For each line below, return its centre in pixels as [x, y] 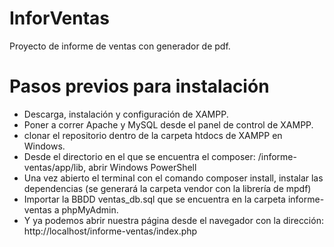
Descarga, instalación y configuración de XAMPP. [126, 114]
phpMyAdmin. [90, 209]
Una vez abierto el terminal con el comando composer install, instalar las [173, 178]
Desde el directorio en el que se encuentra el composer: [139, 156]
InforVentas [60, 18]
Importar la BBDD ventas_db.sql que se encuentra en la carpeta [154, 199]
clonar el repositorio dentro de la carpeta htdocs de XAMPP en [153, 135]
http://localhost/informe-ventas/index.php [110, 231]
